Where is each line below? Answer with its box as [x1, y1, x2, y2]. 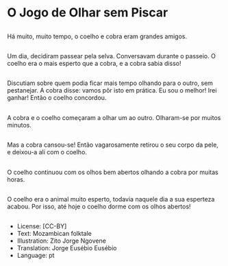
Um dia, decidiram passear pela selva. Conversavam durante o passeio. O [7, 51, 216, 60]
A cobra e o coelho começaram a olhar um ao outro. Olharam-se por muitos [7, 113, 221, 121]
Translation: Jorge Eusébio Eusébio [16, 244, 117, 252]
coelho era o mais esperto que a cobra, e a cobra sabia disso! [7, 59, 181, 67]
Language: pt [16, 252, 55, 260]
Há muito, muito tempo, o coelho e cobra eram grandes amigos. [7, 32, 187, 40]
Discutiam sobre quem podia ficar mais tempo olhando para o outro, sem [7, 79, 214, 87]
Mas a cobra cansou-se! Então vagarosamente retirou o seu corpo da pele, [7, 141, 219, 149]
